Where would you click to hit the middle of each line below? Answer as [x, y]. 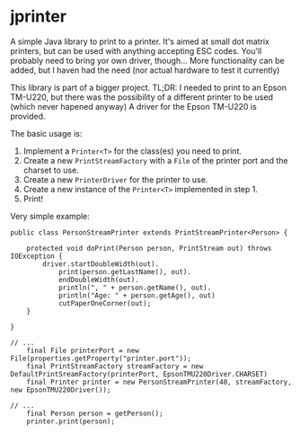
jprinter [38, 17]
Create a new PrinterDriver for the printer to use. [115, 179]
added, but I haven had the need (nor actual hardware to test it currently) [145, 70]
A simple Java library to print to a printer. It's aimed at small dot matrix [140, 41]
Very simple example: [50, 216]
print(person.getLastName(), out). [125, 271]
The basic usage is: [46, 133]
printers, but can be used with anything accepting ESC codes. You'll [136, 50]
